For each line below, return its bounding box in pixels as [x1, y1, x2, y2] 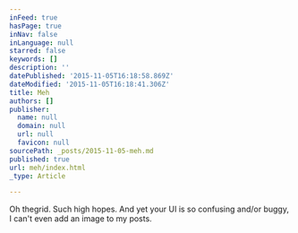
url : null [17, 130, 54, 139]
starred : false [9, 47, 66, 56]
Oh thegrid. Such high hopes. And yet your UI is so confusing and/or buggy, [9, 203, 289, 215]
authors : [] [9, 96, 54, 106]
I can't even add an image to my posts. [9, 213, 152, 224]
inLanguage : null [9, 38, 74, 47]
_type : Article [9, 171, 66, 180]
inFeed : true [9, 13, 58, 22]
